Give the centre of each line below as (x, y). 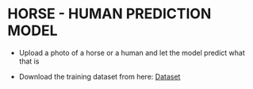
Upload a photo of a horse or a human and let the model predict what (132, 52)
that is (29, 61)
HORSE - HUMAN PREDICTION (109, 14)
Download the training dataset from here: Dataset (100, 76)
